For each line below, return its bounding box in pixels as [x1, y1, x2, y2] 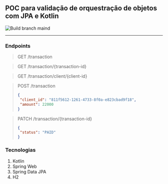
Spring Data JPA [12, 168, 46, 174]
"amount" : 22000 [19, 102, 54, 107]
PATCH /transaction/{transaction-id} [17, 115, 92, 122]
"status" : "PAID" [19, 130, 56, 135]
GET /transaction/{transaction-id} [17, 64, 86, 70]
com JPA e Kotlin [5, 12, 59, 21]
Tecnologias [5, 146, 36, 153]
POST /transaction [17, 83, 56, 89]
